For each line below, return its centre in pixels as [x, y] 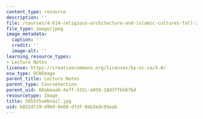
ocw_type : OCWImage [31, 73]
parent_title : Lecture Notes [43, 79]
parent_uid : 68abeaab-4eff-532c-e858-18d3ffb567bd [71, 90]
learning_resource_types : [39, 56]
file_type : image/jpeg [35, 29]
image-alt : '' [29, 51]
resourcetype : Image [32, 96]
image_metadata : [27, 34]
